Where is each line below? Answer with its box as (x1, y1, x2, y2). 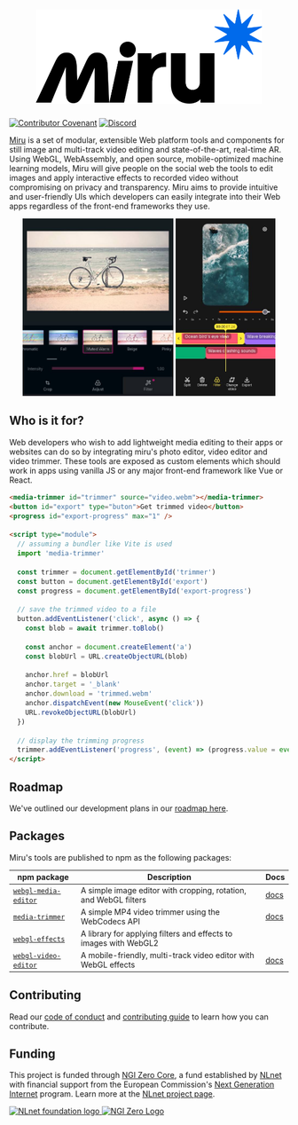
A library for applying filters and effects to (81, 928, 233, 939)
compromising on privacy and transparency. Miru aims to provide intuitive (9, 182, 278, 193)
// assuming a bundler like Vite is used (17, 539, 173, 549)
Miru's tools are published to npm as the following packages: (9, 852, 232, 862)
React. (9, 475, 33, 485)
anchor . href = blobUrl (25, 671, 109, 680)
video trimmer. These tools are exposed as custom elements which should (9, 455, 281, 466)
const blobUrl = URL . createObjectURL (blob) (25, 652, 189, 661)
